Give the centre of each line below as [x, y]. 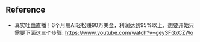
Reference [26, 10]
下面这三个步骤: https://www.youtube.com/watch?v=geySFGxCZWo [109, 32]
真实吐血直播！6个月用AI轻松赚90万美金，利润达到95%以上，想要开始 [102, 25]
